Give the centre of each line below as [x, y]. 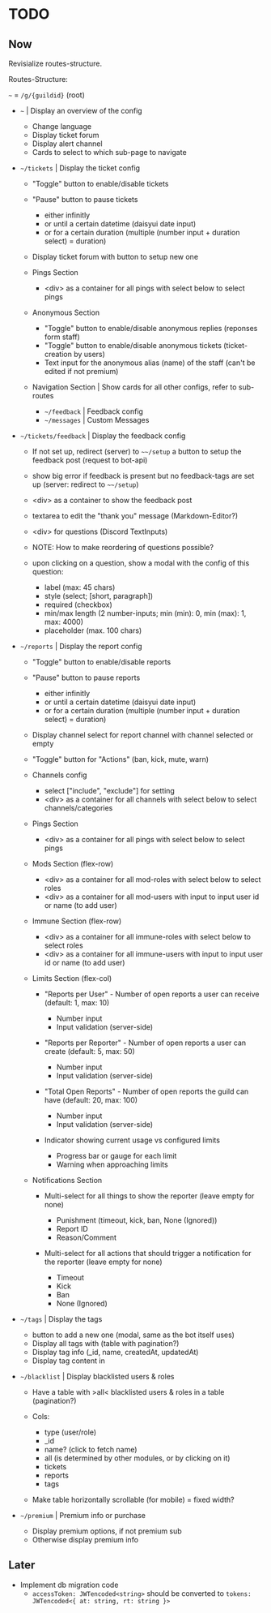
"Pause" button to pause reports [86, 677]
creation [58, 354]
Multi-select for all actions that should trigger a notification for [148, 1253]
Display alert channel [67, 144]
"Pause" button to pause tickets [85, 199]
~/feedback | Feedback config [94, 411]
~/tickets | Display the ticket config [80, 168]
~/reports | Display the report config [81, 646]
